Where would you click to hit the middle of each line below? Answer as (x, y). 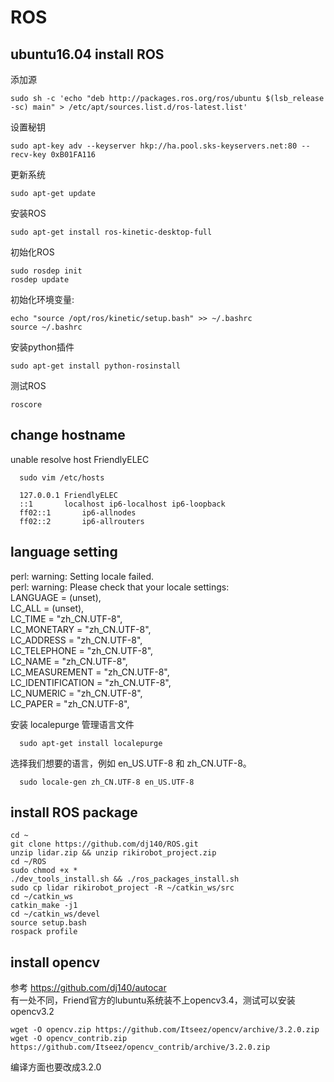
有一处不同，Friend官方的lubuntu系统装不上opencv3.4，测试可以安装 (153, 1000)
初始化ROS (32, 252)
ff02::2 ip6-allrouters (82, 521)
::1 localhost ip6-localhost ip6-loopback (122, 504)
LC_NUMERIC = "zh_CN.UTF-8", (76, 693)
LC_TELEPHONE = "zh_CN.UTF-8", (82, 650)
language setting (64, 552)
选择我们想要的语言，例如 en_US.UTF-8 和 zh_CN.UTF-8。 (131, 763)
